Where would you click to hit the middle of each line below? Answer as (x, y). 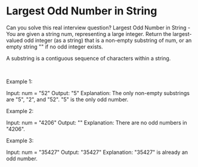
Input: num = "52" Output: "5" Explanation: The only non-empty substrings (98, 93)
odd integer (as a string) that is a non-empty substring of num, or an (108, 40)
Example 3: (20, 140)
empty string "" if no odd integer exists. (55, 47)
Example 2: (20, 111)
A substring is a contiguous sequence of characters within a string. (89, 58)
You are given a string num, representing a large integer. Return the (89, 34)
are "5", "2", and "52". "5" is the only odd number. (67, 99)
